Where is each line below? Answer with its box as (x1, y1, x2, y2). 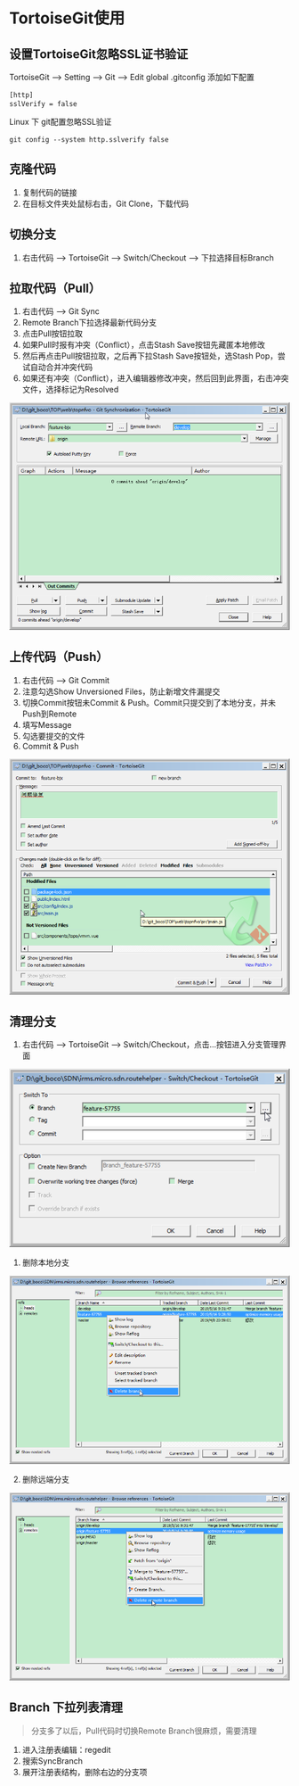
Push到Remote (21, 708, 77, 719)
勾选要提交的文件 (21, 731, 85, 741)
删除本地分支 (21, 1257, 69, 1268)
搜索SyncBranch (21, 1755, 83, 1766)
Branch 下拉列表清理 (9, 1700, 123, 1716)
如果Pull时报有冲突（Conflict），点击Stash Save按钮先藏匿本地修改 (21, 340, 265, 351)
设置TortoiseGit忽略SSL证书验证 (9, 46, 189, 62)
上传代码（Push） (9, 649, 109, 665)
